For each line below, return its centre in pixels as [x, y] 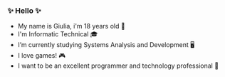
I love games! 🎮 [42, 56]
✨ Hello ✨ [24, 11]
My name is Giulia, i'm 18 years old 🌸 [72, 26]
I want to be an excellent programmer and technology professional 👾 [118, 66]
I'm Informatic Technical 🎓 [58, 34]
